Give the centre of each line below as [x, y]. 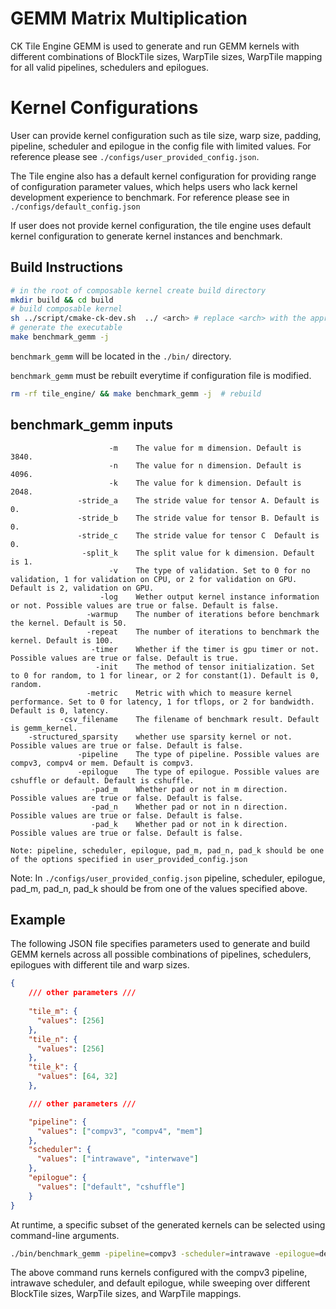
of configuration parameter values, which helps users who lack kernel [154, 186]
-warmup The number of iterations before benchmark [203, 614]
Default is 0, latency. [60, 710]
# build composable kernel [66, 309]
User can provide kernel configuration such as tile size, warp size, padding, [166, 135]
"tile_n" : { [53, 1039]
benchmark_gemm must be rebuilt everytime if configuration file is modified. [161, 375]
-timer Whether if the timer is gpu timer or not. [205, 649]
